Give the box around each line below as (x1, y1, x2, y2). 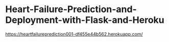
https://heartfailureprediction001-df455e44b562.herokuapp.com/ (5, 31, 143, 37)
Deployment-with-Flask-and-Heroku (5, 14, 164, 26)
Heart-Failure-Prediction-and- (5, 4, 137, 15)
